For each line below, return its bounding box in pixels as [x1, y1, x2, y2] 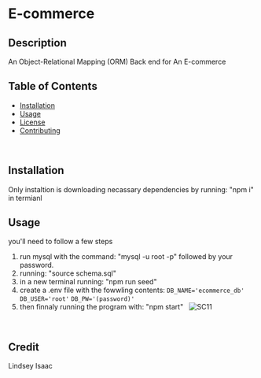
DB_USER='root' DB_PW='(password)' [19, 295, 135, 303]
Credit [8, 340, 39, 354]
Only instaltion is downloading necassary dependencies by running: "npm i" [8, 184, 254, 194]
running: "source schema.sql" [19, 269, 116, 278]
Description [8, 36, 67, 50]
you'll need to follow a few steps [8, 237, 113, 246]
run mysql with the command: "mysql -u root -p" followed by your [19, 252, 233, 261]
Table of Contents [8, 80, 98, 93]
